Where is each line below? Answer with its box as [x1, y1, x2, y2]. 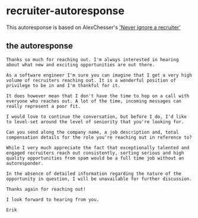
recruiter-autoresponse [6, 4, 124, 18]
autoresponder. [6, 160, 44, 166]
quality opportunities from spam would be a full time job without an [6, 155, 184, 161]
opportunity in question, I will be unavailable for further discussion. [6, 176, 193, 182]
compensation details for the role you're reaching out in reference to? [6, 134, 193, 140]
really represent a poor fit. [6, 103, 81, 109]
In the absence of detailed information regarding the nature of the [6, 171, 182, 177]
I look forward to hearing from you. [6, 197, 100, 203]
